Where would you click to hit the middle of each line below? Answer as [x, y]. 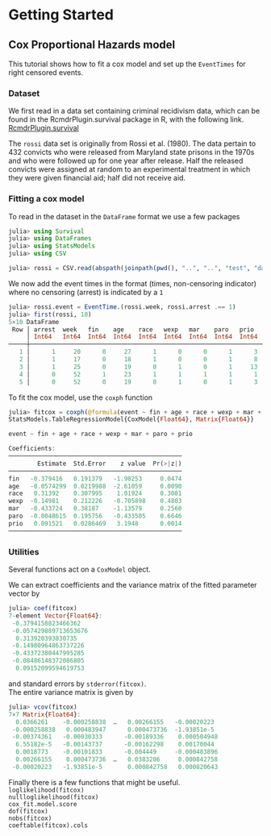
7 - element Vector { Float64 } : [56, 616]
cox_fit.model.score [43, 804]
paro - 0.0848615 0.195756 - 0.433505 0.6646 [95, 516]
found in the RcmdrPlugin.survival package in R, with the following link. [126, 119]
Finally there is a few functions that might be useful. [94, 782]
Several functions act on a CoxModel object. [79, 569]
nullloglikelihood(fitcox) [54, 797]
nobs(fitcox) [30, 818]
